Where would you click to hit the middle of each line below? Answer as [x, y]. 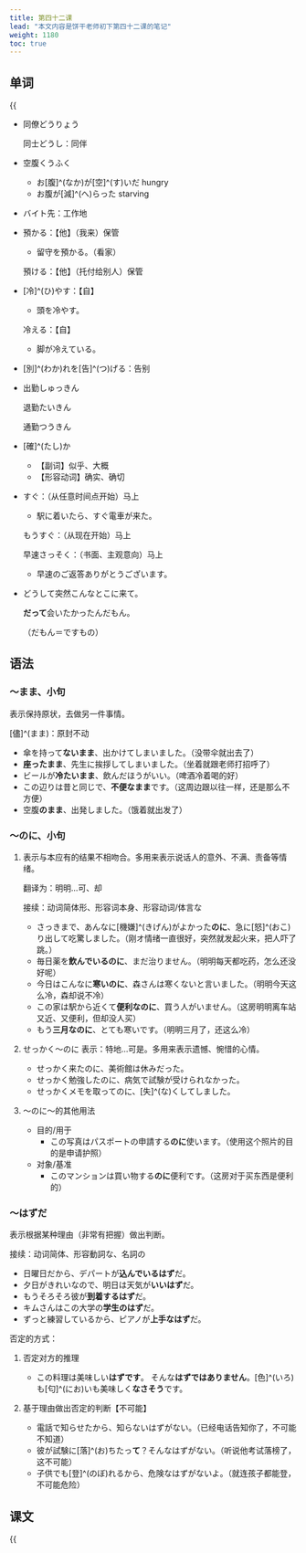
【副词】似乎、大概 [73, 466]
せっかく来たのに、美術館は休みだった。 [112, 1069]
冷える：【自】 [49, 330]
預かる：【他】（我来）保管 [71, 233]
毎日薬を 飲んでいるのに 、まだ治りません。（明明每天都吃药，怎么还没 [166, 961]
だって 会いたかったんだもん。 [79, 613]
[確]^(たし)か [47, 446]
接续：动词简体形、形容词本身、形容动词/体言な [112, 908]
